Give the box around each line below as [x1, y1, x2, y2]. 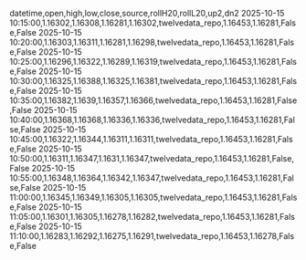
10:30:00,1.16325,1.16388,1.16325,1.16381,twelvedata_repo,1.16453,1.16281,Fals [9, 76, 298, 86]
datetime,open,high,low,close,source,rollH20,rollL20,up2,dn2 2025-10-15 [9, 8, 285, 18]
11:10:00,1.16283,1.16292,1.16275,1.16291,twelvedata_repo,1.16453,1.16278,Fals [9, 231, 295, 241]
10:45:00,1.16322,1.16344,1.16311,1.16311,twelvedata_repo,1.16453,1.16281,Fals [9, 134, 294, 144]
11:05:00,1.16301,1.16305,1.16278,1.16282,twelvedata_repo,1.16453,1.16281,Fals [9, 212, 295, 222]
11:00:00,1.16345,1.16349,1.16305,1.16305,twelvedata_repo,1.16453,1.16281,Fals [9, 192, 298, 203]
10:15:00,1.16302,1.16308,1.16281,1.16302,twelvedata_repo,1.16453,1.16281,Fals [9, 17, 297, 28]
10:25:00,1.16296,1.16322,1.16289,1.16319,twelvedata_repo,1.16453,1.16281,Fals [9, 57, 297, 67]
